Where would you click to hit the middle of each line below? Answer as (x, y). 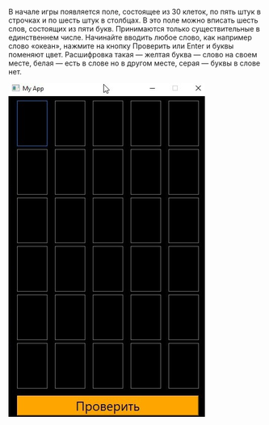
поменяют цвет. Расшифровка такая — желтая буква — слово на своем (133, 55)
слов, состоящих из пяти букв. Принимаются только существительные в (134, 29)
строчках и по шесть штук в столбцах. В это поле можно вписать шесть (133, 20)
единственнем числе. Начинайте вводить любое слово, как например (130, 37)
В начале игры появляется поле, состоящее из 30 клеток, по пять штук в (134, 12)
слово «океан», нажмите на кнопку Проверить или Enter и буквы (121, 46)
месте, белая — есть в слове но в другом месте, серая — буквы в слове (134, 63)
